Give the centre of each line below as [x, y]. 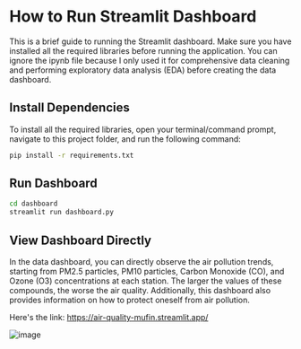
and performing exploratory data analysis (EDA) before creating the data [143, 70]
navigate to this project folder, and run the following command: [125, 139]
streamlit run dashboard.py [62, 213]
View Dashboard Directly [81, 240]
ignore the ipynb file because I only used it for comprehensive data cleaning [150, 60]
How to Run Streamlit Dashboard [133, 17]
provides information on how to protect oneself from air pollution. [130, 300]
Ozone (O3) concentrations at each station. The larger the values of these [146, 281]
